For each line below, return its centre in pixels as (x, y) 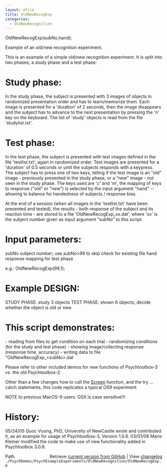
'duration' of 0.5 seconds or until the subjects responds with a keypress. (79, 167)
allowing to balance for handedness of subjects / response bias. (71, 194)
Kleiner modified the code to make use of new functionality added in (76, 441)
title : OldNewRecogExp (29, 14)
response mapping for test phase (39, 259)
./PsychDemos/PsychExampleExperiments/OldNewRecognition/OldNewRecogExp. (83, 461)
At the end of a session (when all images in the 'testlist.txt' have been (77, 204)
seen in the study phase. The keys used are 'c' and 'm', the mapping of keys (83, 183)
